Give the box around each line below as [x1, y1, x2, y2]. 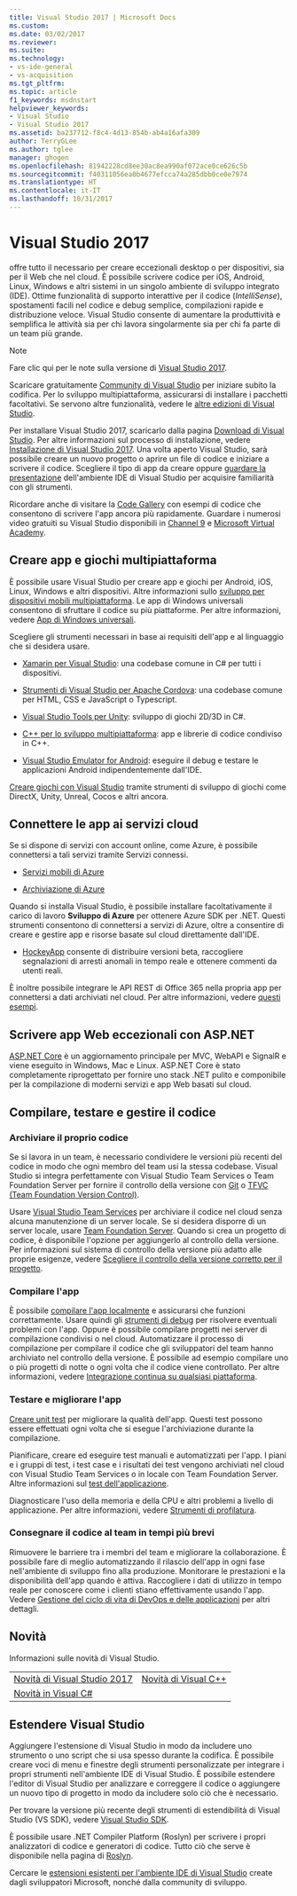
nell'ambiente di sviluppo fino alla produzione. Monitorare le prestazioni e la [9, 1565, 286, 1576]
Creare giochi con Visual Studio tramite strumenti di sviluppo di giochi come [9, 782, 286, 792]
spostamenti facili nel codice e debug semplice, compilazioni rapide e [9, 299, 264, 311]
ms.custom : [9, 21, 50, 30]
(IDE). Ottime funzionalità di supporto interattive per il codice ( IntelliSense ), [9, 290, 283, 301]
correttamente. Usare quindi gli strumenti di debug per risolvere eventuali [9, 1315, 277, 1326]
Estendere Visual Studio [9, 1718, 145, 1733]
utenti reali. [21, 965, 64, 976]
